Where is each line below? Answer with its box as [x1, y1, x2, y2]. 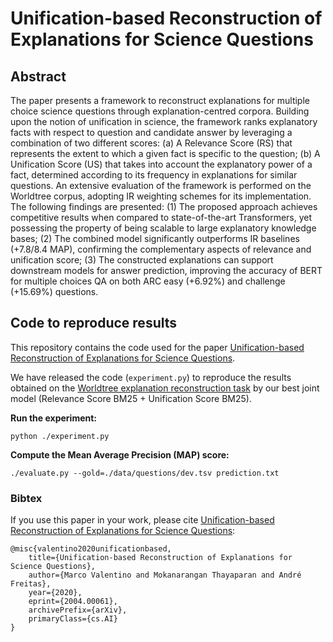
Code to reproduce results [10, 315, 178, 332]
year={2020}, [28, 588, 83, 598]
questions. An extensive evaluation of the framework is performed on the [10, 180, 312, 191]
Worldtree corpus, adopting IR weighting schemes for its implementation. [10, 190, 312, 202]
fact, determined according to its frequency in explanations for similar [10, 169, 298, 181]
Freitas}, [10, 579, 52, 589]
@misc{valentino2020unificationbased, [10, 544, 172, 554]
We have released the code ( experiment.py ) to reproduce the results [10, 371, 292, 383]
